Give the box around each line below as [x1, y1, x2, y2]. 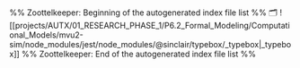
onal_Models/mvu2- [9, 30, 84, 40]
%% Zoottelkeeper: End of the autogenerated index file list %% [21, 48, 257, 59]
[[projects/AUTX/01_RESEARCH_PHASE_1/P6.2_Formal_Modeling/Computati [9, 21, 290, 30]
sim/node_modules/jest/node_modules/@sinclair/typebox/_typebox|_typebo [9, 39, 292, 49]
